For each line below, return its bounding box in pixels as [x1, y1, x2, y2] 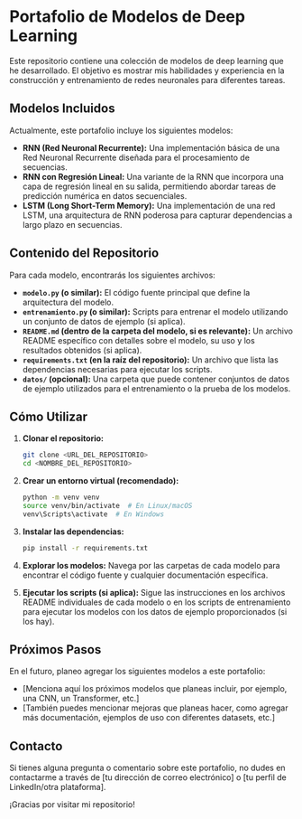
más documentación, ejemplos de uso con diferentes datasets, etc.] [22, 712, 276, 723]
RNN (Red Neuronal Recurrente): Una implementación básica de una [22, 142, 280, 153]
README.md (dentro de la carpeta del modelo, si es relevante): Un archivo [22, 325, 293, 336]
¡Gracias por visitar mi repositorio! [9, 799, 135, 810]
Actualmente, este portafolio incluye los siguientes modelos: [9, 125, 233, 136]
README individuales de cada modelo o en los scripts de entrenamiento [22, 597, 291, 607]
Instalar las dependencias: [22, 526, 124, 537]
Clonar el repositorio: [22, 433, 104, 444]
